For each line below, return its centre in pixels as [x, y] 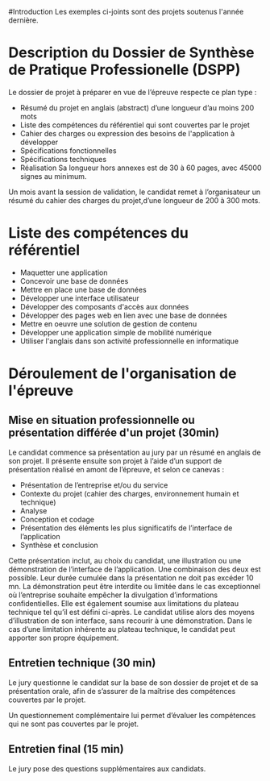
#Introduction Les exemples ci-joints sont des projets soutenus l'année [126, 12]
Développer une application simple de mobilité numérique [116, 332]
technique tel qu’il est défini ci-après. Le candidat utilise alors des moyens [132, 612]
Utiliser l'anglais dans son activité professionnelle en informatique [129, 341]
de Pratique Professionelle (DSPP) [125, 70]
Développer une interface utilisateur [79, 298]
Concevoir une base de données [74, 280]
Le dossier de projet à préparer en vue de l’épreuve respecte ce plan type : [133, 92]
